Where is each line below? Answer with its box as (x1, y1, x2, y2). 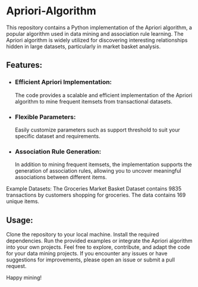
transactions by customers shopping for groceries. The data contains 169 (6, 192, 186, 199)
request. (6, 263, 27, 270)
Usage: (6, 215, 34, 225)
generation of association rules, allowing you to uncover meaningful (14, 167, 181, 174)
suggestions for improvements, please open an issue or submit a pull (6, 256, 175, 263)
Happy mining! (6, 274, 42, 281)
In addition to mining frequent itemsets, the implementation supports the (14, 161, 192, 168)
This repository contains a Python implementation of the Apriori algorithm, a (6, 24, 192, 31)
